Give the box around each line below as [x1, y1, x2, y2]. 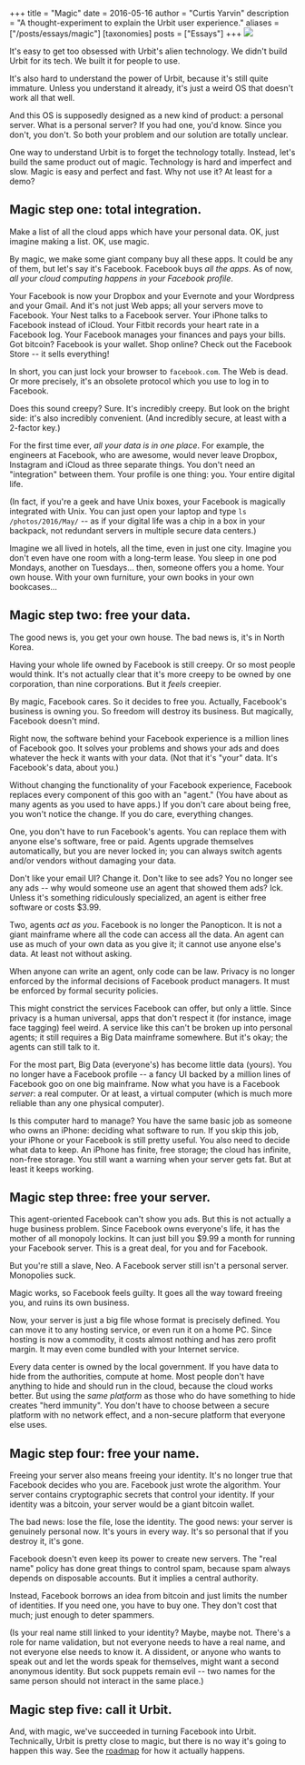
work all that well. [9, 93, 75, 103]
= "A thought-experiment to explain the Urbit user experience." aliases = [9, 17, 280, 28]
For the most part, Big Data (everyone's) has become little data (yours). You [9, 1059, 292, 1070]
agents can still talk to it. [9, 1041, 101, 1052]
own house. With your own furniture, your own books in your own [9, 572, 254, 583]
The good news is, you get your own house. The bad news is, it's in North [9, 632, 285, 643]
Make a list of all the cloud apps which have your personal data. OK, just [9, 226, 280, 237]
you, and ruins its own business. [9, 1297, 130, 1308]
